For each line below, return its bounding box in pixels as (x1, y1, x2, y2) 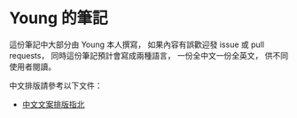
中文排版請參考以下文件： (9, 80, 103, 90)
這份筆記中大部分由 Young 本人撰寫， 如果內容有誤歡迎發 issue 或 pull (9, 39, 264, 50)
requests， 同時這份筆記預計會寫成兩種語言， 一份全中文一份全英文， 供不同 (9, 50, 289, 60)
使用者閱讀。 (9, 61, 56, 72)
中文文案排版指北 (21, 98, 85, 109)
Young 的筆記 (9, 8, 108, 28)
